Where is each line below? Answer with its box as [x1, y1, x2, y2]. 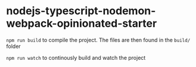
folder [6, 43, 21, 50]
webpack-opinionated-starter [6, 17, 157, 30]
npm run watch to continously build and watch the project [6, 54, 146, 61]
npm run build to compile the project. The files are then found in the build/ [6, 36, 191, 43]
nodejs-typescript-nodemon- [6, 4, 156, 18]
